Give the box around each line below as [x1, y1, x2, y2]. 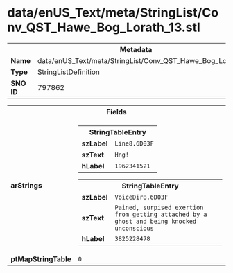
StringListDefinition [37, 67, 101, 77]
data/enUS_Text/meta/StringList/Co [7, 5, 219, 21]
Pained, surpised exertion [114, 203, 204, 211]
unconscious [114, 224, 154, 232]
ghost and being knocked [114, 217, 197, 225]
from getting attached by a [114, 210, 207, 218]
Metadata [119, 44, 153, 54]
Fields [106, 107, 127, 116]
